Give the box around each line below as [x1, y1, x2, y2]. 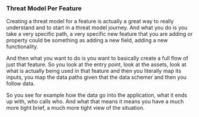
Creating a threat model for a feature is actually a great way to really [6, 18, 174, 25]
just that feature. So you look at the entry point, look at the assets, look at [6, 61, 186, 68]
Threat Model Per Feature [6, 4, 82, 13]
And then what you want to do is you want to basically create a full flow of [6, 55, 188, 62]
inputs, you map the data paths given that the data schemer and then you [6, 73, 187, 81]
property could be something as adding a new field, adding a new [6, 37, 169, 44]
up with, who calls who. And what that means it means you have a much [6, 98, 184, 105]
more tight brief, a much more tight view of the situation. [6, 104, 145, 112]
